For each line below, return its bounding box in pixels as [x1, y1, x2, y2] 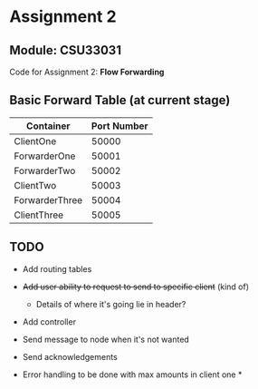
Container [25, 120, 71, 132]
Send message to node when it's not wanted [22, 334, 190, 345]
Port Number [91, 120, 148, 132]
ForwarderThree [14, 193, 83, 206]
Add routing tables [22, 263, 92, 274]
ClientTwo [14, 179, 57, 191]
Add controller [22, 316, 77, 327]
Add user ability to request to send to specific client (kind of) [22, 281, 250, 292]
